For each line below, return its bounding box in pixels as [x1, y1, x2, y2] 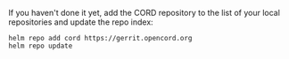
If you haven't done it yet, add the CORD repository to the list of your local [8, 8, 280, 18]
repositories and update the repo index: [8, 17, 153, 27]
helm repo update [8, 41, 73, 50]
